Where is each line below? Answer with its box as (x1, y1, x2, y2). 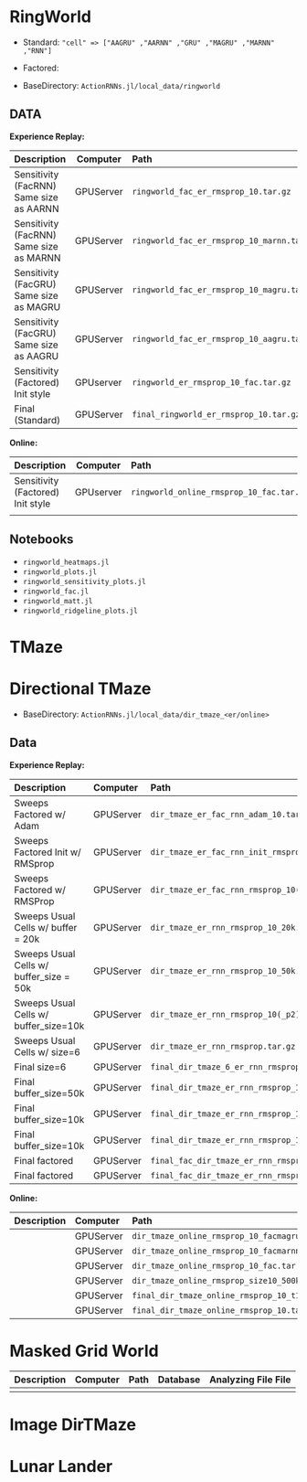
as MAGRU (14, 300, 61, 313)
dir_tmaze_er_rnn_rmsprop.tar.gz (150, 1040, 296, 1051)
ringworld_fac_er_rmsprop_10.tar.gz (132, 186, 291, 197)
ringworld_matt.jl (22, 596, 93, 605)
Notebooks (9, 532, 74, 548)
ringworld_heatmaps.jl (22, 558, 110, 567)
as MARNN (14, 251, 61, 264)
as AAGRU (14, 349, 59, 362)
